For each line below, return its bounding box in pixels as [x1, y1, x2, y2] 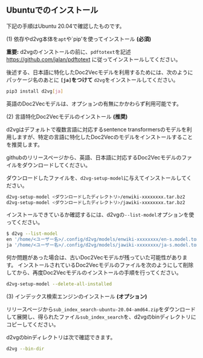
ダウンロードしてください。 [22, 161, 91, 168]
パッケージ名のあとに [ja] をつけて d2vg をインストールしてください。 [6, 76, 179, 83]
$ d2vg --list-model [6, 231, 59, 237]
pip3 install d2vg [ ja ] [6, 88, 63, 94]
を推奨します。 [6, 141, 43, 148]
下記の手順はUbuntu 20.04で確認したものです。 [6, 22, 125, 30]
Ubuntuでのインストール [6, 5, 98, 16]
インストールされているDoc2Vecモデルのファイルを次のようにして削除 [18, 262, 194, 269]
